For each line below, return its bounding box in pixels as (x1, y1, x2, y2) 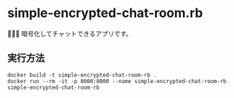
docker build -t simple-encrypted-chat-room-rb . (7, 71, 157, 79)
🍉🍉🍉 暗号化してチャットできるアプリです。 (7, 29, 133, 38)
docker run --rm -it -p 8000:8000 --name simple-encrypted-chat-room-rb (7, 77, 227, 85)
